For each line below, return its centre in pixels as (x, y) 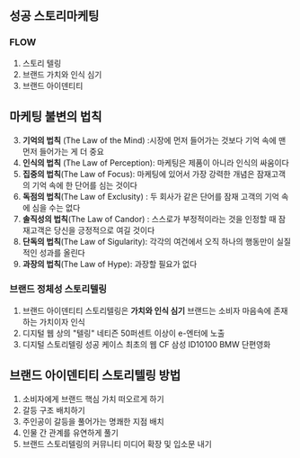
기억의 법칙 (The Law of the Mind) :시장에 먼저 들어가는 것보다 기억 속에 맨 (154, 140)
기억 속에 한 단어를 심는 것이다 (84, 185)
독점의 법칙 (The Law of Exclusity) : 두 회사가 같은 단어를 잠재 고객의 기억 (151, 196)
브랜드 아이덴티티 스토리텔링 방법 (95, 376)
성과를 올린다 (62, 252)
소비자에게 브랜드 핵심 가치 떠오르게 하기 (93, 399)
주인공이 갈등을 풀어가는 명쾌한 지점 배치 (93, 421)
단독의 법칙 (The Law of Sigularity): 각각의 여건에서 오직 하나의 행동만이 (148, 241)
